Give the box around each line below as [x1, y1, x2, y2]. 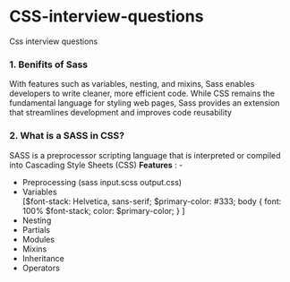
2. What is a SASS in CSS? [9, 130, 125, 142]
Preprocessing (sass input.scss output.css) [21, 176, 182, 187]
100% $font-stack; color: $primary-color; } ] [21, 205, 185, 216]
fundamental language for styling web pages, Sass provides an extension [9, 98, 280, 108]
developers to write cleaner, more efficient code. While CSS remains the [9, 88, 276, 99]
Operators [21, 262, 60, 273]
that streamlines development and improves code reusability [9, 107, 233, 118]
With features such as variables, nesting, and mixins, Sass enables [9, 79, 255, 90]
